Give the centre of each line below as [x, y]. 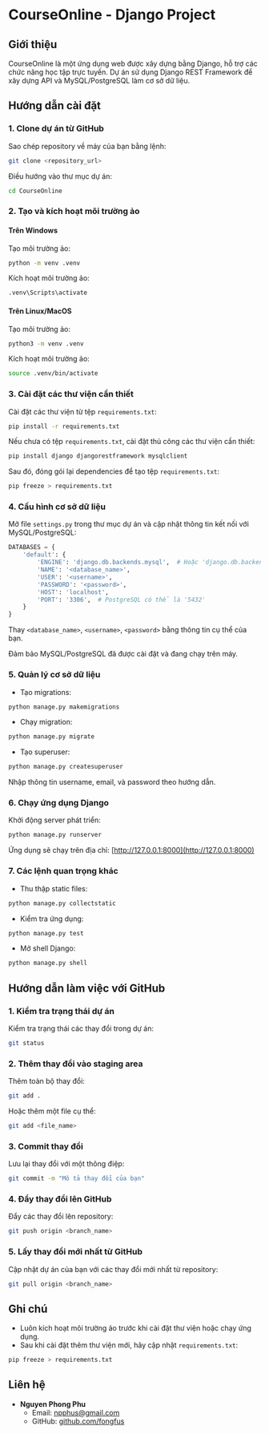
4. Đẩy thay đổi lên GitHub [60, 1198]
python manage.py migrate [51, 737]
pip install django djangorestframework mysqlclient [98, 456]
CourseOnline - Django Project [112, 15]
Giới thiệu [33, 44]
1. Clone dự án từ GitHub [56, 128]
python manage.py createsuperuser [66, 767]
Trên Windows [33, 230]
